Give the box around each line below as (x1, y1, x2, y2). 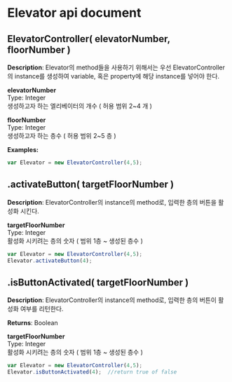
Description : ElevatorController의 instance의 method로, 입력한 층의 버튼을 (7, 198, 217, 206)
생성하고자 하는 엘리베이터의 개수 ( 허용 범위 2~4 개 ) (7, 102, 153, 110)
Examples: (7, 146, 39, 154)
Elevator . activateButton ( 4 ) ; (7, 257, 93, 264)
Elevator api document (7, 5, 142, 21)
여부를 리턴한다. (20, 305, 64, 313)
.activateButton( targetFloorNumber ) (7, 179, 174, 191)
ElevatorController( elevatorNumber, (7, 33, 170, 45)
